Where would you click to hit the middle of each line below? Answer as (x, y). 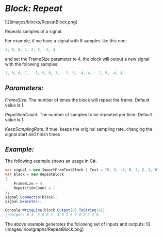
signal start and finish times (33, 134)
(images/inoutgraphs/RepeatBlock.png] (44, 229)
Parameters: (24, 88)
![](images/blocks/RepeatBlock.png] (41, 22)
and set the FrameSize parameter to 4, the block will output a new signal (77, 59)
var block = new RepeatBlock (34, 175)
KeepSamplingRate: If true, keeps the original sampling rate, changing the (79, 129)
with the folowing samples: (32, 64)
